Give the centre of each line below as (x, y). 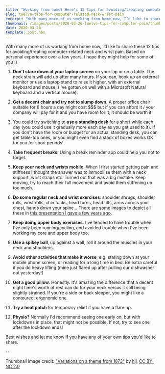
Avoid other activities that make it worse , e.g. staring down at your (81, 257)
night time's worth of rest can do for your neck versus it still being (79, 287)
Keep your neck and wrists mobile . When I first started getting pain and (85, 167)
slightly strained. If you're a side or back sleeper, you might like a (78, 293)
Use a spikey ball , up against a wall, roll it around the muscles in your (82, 242)
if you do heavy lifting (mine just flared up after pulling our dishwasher (83, 267)
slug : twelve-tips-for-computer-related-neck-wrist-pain (65, 14)
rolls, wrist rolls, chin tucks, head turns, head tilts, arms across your (81, 202)
